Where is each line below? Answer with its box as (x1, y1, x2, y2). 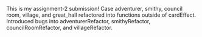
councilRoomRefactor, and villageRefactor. (6, 24, 113, 31)
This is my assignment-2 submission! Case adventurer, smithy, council (6, 5, 183, 12)
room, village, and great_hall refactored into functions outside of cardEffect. (6, 11, 197, 18)
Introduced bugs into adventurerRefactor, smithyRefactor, (6, 18, 151, 24)
